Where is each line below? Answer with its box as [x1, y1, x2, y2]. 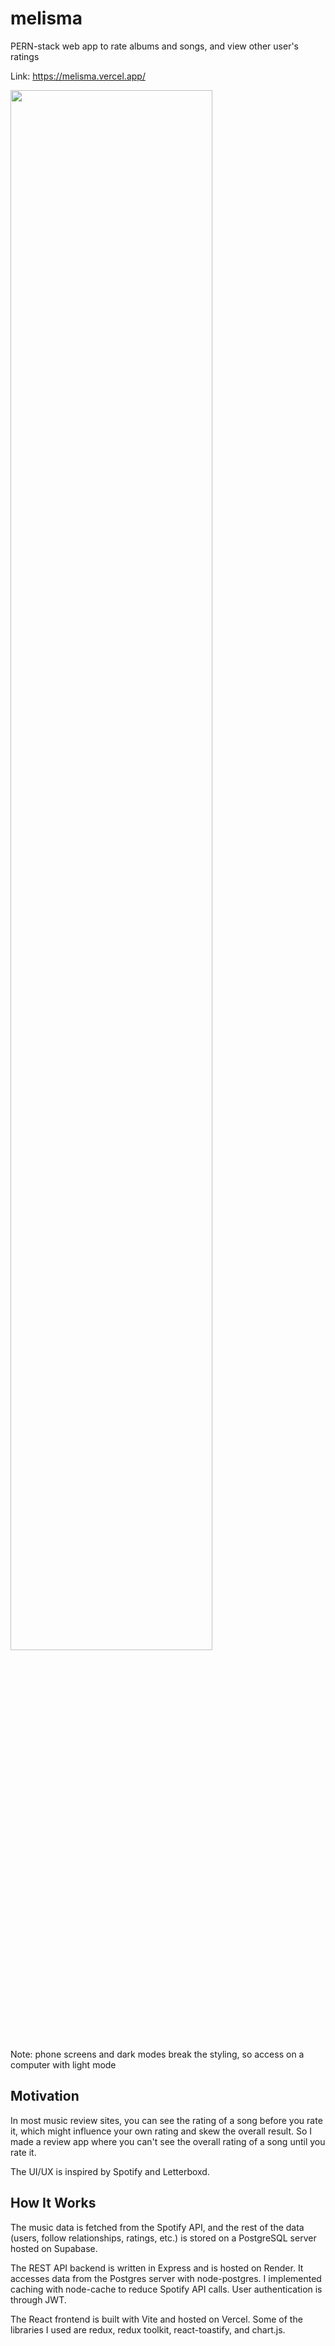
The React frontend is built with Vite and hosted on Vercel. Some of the [10, 2313, 303, 2325]
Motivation [10, 2088, 80, 2105]
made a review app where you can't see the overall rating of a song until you [10, 2135, 326, 2147]
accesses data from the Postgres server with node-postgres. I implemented [10, 2272, 322, 2284]
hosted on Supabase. [10, 2242, 98, 2254]
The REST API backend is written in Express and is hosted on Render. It [10, 2262, 304, 2274]
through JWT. [10, 2293, 67, 2306]
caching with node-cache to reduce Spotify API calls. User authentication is [10, 2283, 323, 2295]
